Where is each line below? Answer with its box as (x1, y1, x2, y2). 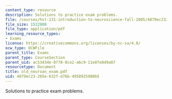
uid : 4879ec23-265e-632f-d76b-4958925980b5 (5, 74, 100, 79)
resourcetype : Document (5, 64, 56, 69)
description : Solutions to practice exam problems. (5, 12, 118, 17)
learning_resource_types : (5, 31, 60, 36)
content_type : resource (5, 7, 56, 13)
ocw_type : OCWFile (5, 45, 45, 51)
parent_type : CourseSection (5, 55, 66, 60)
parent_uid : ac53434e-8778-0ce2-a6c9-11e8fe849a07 (5, 60, 116, 65)
